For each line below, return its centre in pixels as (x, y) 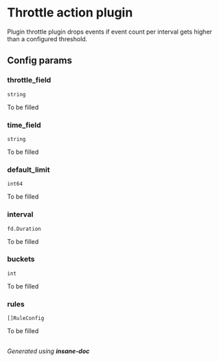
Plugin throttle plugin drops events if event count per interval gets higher (110, 32)
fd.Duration (24, 229)
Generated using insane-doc (48, 351)
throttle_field (29, 80)
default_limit (28, 170)
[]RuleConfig (26, 318)
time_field (24, 125)
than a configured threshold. (47, 38)
